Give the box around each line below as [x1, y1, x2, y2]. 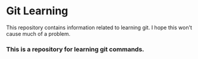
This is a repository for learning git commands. [6, 45, 144, 53]
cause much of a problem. [6, 30, 71, 37]
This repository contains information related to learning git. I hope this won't [6, 24, 192, 31]
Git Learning [6, 4, 68, 18]
